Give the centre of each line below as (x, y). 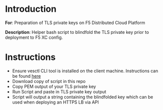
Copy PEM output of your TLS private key (54, 86)
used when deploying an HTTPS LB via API (55, 102)
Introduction (31, 9)
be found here (26, 76)
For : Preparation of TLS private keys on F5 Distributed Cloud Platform (75, 23)
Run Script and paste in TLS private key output (59, 91)
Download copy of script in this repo (49, 81)
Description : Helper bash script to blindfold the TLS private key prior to (77, 32)
